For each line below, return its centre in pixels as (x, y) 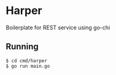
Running (22, 47)
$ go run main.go (28, 66)
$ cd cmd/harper (26, 61)
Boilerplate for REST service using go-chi (58, 27)
